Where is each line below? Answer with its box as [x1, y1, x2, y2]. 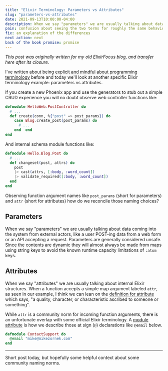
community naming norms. [5, 360, 60, 366]
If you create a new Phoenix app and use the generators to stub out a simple [5, 89, 162, 95]
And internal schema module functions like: [5, 141, 94, 147]
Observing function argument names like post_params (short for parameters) [5, 193, 162, 199]
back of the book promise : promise [5, 40, 79, 45]
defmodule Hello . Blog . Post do [5, 151, 68, 156]
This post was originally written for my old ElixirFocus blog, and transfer [5, 54, 154, 60]
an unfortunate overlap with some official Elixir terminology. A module [5, 316, 149, 322]
